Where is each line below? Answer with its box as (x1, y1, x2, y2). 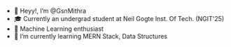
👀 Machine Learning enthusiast (13, 25, 104, 33)
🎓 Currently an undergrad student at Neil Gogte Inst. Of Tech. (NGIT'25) (13, 15, 225, 22)
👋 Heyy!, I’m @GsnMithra (13, 7, 86, 15)
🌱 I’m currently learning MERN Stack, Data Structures (13, 32, 168, 40)
